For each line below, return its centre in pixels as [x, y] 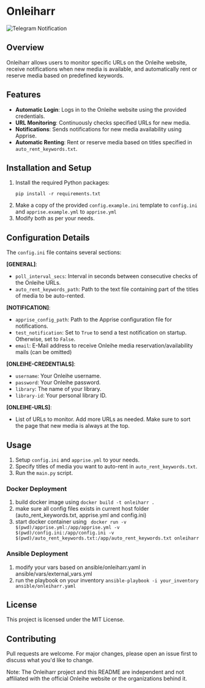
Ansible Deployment [37, 554]
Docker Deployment [37, 489]
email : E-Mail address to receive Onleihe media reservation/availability [104, 346]
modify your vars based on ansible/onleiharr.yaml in [81, 567]
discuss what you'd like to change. [50, 660]
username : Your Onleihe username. [58, 376]
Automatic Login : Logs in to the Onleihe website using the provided [101, 109]
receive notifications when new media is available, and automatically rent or [102, 69]
